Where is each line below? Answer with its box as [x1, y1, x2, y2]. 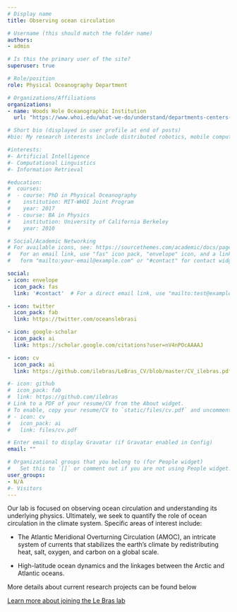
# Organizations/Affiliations [7, 94, 97, 101]
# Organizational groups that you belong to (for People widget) [7, 458, 203, 466]
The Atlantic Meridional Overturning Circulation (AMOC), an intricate [17, 533, 217, 541]
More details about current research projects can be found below [7, 583, 197, 591]
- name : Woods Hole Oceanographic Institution [7, 108, 147, 115]
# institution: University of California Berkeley [7, 218, 169, 225]
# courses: [7, 185, 42, 192]
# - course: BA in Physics [7, 212, 90, 219]
